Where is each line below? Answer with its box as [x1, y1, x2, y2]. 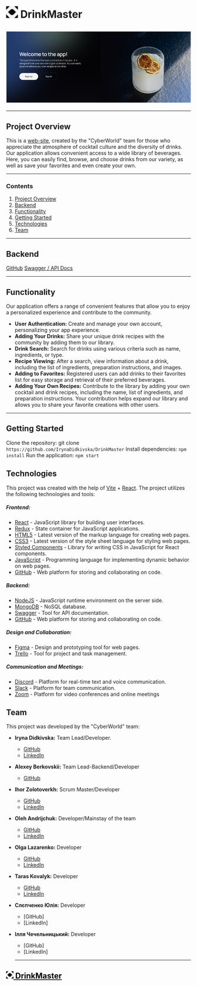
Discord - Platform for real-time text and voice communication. [14, 678, 167, 685]
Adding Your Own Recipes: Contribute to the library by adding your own [14, 383, 190, 390]
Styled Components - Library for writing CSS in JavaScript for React [14, 543, 179, 550]
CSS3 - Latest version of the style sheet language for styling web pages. [14, 537, 191, 545]
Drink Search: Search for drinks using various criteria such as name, [14, 345, 181, 352]
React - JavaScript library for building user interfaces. [14, 519, 145, 526]
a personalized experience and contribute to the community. [6, 309, 152, 316]
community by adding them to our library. [14, 339, 115, 346]
